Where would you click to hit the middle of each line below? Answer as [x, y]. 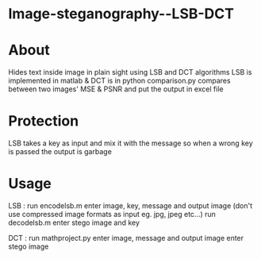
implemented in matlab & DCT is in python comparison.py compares [120, 81]
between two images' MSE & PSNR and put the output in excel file [116, 89]
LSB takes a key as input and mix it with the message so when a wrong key [131, 143]
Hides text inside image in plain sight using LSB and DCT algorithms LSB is [130, 72]
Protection [44, 121]
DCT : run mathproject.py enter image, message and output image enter [126, 238]
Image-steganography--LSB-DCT [121, 14]
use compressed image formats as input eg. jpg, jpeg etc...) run [112, 214]
